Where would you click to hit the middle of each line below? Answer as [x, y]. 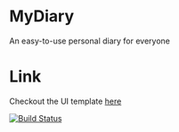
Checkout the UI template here [65, 101]
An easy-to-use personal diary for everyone [90, 41]
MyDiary [42, 16]
